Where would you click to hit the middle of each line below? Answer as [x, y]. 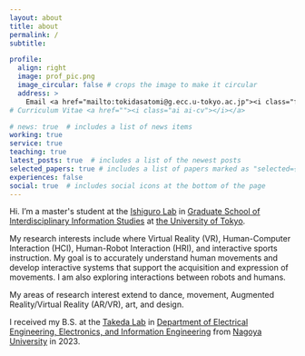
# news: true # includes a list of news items [101, 127]
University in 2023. [45, 341]
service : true [36, 143]
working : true [36, 135]
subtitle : [28, 43]
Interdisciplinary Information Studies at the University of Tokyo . [128, 221]
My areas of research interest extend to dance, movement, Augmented [142, 295]
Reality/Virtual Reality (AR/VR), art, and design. [97, 304]
